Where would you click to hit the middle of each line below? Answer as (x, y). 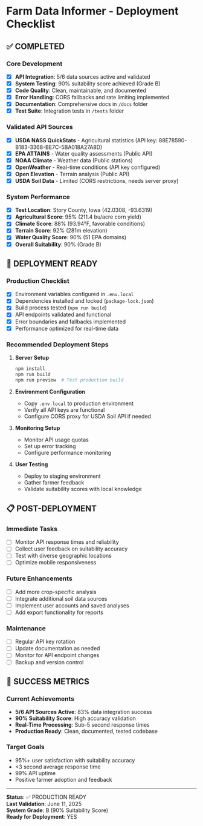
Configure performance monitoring (68, 452)
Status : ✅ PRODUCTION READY (46, 797)
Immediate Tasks (32, 529)
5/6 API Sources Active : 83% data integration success (83, 712)
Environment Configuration (50, 391)
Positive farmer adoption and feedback (63, 779)
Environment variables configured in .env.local (74, 294)
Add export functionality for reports (59, 612)
